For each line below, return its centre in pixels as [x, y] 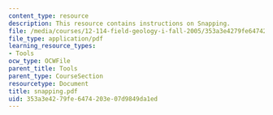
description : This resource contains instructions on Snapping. [119, 23]
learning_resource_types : [52, 46]
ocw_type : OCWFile [39, 62]
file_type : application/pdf [56, 38]
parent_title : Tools [43, 69]
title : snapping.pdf [43, 91]
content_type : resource [49, 16]
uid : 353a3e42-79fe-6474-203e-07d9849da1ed [83, 99]
